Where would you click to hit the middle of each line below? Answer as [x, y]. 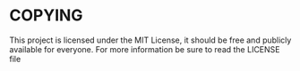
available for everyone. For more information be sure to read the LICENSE [145, 49]
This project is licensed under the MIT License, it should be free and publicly [150, 40]
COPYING [46, 16]
